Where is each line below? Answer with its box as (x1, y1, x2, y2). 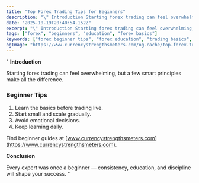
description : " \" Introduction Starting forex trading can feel (6, 14, 168, 20)
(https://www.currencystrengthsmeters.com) (6, 141, 115, 149)
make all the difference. (6, 75, 64, 83)
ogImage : (6, 42, 28, 48)
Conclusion (6, 153, 36, 160)
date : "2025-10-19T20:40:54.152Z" (6, 20, 92, 26)
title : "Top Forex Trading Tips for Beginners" (6, 8, 126, 15)
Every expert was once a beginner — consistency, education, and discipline (6, 164, 191, 171)
